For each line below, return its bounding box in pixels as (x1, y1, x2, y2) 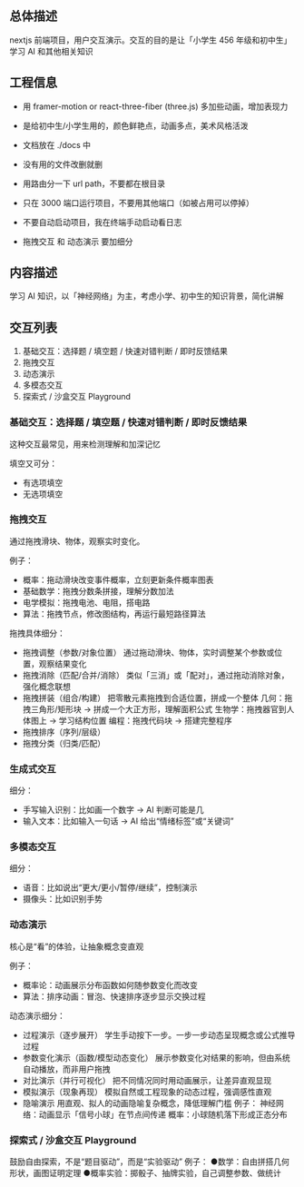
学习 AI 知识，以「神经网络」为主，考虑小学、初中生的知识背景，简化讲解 (9, 291, 284, 302)
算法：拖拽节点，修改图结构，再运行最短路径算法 (22, 608, 206, 619)
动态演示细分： (9, 1010, 65, 1021)
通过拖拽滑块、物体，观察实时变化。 (9, 535, 145, 547)
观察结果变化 (38, 658, 87, 669)
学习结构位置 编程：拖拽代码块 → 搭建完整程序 (58, 715, 233, 726)
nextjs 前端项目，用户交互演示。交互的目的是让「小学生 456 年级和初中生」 (9, 35, 292, 45)
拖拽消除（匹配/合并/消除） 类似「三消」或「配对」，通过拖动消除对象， (22, 669, 289, 680)
